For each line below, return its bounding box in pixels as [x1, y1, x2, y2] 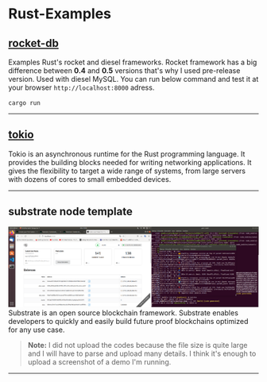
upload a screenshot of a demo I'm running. [27, 357, 172, 366]
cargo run [8, 99, 41, 107]
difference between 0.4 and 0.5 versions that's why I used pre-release [8, 66, 241, 75]
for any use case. [8, 325, 65, 334]
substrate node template [8, 205, 133, 218]
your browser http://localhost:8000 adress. [8, 83, 155, 92]
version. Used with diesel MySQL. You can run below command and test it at [8, 75, 259, 83]
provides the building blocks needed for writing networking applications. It [8, 157, 252, 167]
